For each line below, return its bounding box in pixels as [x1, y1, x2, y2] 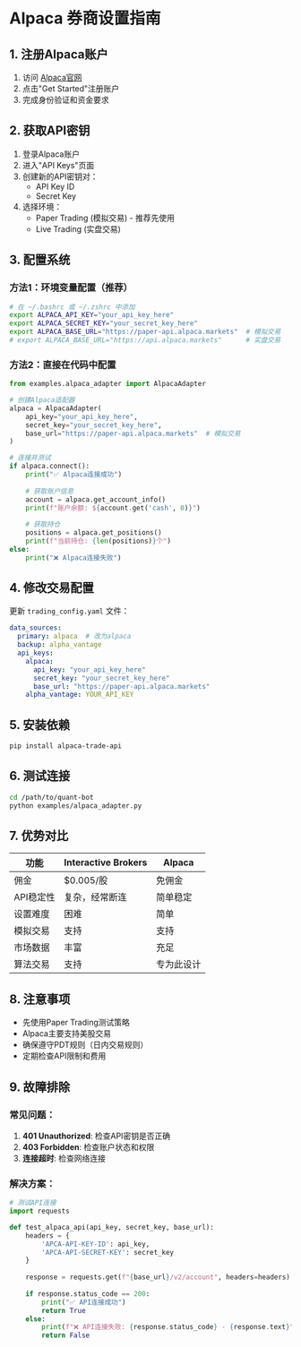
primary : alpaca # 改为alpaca [17, 632, 132, 641]
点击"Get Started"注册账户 [21, 83, 120, 94]
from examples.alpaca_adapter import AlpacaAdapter [9, 380, 206, 389]
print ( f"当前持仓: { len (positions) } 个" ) [25, 536, 172, 546]
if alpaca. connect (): [9, 462, 90, 471]
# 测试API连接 [9, 1198, 56, 1207]
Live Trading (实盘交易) [35, 223, 121, 234]
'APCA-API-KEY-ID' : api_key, [41, 1240, 150, 1248]
